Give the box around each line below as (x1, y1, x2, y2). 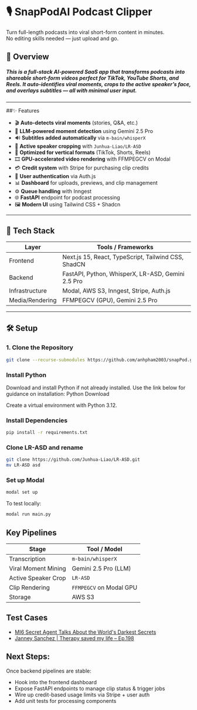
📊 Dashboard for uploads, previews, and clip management (14, 179, 158, 186)
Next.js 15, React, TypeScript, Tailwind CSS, (62, 253, 184, 261)
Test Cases (6, 613, 48, 623)
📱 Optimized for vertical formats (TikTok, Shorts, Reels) (14, 149, 151, 156)
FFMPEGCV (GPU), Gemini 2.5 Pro (62, 296, 158, 304)
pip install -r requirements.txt (6, 430, 88, 436)
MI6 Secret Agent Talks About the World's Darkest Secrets (14, 629, 157, 636)
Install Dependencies (6, 416, 68, 424)
